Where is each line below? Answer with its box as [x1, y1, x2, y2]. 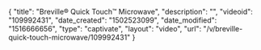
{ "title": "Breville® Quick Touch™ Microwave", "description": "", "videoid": [8, 7, 253, 16]
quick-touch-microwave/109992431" [8, 32, 131, 42]
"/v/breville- [203, 24, 243, 33]
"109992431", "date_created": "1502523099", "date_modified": [8, 15, 217, 25]
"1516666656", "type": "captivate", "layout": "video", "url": [8, 24, 202, 33]
